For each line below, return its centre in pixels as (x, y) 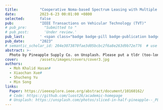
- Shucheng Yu (24, 77)
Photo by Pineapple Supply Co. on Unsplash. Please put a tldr (74, 55)
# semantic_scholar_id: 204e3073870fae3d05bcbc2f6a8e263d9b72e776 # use (81, 46)
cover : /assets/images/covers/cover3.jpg (57, 59)
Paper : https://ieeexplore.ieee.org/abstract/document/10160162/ (77, 91)
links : (12, 86)
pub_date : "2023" (29, 41)
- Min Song (20, 82)
